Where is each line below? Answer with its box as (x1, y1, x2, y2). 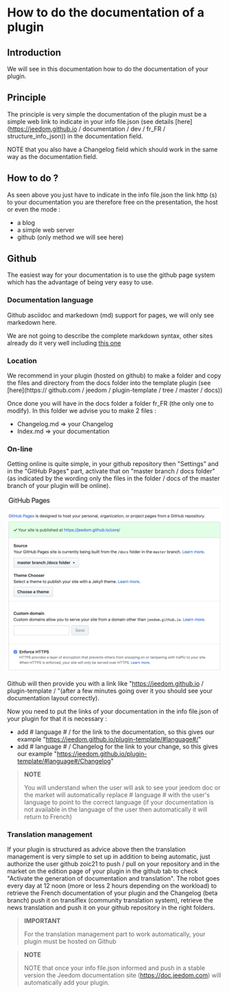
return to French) (23, 812, 73, 820)
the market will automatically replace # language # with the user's (23, 790, 210, 799)
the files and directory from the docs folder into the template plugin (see (7, 379, 211, 387)
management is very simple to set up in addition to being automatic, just (7, 853, 210, 861)
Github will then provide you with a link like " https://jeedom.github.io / (7, 679, 204, 687)
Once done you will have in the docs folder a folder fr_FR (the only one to (7, 400, 214, 408)
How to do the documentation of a (7, 5, 204, 21)
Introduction (7, 47, 62, 58)
